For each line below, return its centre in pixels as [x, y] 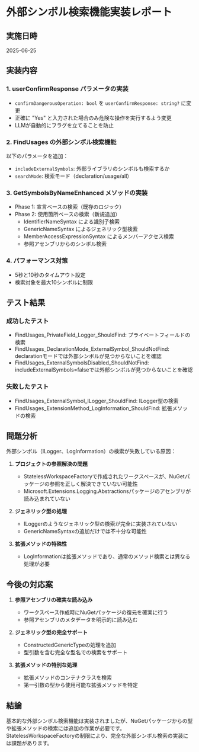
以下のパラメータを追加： [37, 156]
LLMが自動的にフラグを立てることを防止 [64, 125]
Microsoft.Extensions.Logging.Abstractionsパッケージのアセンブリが [107, 491]
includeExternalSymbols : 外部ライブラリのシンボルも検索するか [92, 168]
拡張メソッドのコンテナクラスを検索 [68, 678]
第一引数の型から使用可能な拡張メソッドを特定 [81, 685]
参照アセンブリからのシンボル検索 [65, 244]
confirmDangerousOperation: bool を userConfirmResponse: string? [97, 103]
